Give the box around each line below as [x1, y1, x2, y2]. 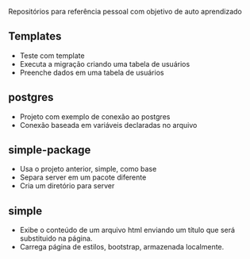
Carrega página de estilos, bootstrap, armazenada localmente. [19, 242, 225, 252]
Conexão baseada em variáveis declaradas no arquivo [19, 120, 198, 129]
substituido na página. [19, 234, 93, 243]
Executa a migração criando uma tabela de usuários [19, 59, 190, 68]
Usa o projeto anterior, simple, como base [19, 164, 157, 174]
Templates [8, 29, 62, 43]
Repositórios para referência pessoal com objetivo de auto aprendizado [8, 7, 242, 16]
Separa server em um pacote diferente [19, 172, 147, 182]
